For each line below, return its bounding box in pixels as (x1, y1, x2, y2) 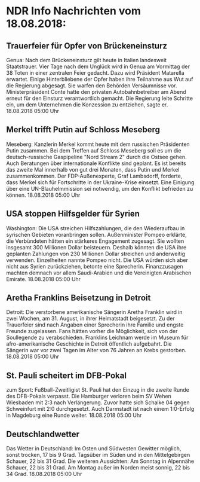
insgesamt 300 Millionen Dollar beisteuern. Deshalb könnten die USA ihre (6, 243, 187, 251)
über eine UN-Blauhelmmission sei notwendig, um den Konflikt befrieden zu (6, 185, 193, 192)
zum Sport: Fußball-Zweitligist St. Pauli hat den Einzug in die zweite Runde (6, 386, 190, 393)
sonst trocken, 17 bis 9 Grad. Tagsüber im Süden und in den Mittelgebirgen (6, 452, 190, 459)
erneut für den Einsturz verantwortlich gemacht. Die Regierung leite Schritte (6, 94, 193, 102)
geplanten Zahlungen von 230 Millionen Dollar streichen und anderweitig (6, 250, 186, 257)
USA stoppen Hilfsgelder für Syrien (6, 209, 140, 219)
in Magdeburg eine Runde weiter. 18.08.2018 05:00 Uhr (6, 411, 142, 419)
